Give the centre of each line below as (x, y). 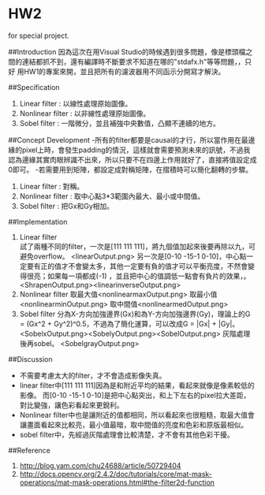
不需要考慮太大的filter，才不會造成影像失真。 (93, 375)
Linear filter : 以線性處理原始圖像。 (76, 103)
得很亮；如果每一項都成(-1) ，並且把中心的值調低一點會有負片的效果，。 (135, 276)
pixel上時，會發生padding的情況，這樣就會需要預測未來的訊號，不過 (132, 150)
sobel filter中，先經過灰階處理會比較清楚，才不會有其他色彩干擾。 (127, 434)
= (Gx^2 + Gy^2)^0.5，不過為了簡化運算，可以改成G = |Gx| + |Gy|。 (129, 323)
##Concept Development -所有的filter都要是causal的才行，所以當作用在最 (128, 140)
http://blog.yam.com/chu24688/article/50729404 (100, 465)
